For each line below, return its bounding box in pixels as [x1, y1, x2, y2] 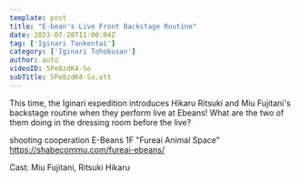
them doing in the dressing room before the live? [9, 116, 192, 127]
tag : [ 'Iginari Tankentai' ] [9, 38, 116, 48]
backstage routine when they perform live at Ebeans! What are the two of [9, 106, 285, 118]
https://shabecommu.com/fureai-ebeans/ [9, 144, 165, 155]
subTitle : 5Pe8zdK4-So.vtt [9, 73, 112, 82]
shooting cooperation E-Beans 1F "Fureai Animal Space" [9, 134, 221, 146]
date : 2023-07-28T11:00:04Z [9, 30, 116, 39]
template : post [9, 13, 67, 23]
